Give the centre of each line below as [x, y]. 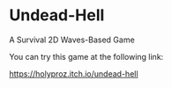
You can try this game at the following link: [86, 56]
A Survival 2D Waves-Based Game [72, 40]
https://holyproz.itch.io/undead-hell [74, 73]
